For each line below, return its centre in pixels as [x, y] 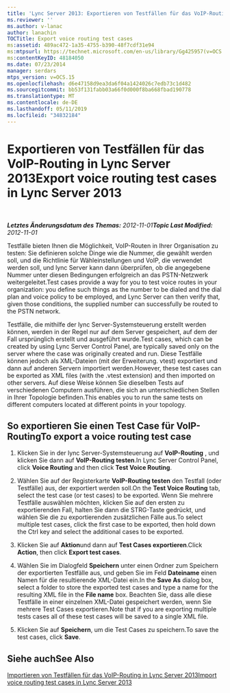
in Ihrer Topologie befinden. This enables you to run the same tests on [105, 397]
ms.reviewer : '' [30, 20]
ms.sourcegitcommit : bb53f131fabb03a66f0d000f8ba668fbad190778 [99, 90]
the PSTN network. [34, 311]
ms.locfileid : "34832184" [44, 115]
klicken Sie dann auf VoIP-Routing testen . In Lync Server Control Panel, [117, 460]
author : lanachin [32, 33]
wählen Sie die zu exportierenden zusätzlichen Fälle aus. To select [110, 517]
